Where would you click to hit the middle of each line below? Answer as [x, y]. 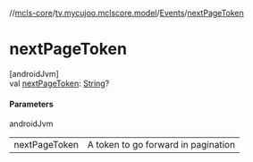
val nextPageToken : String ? [59, 83]
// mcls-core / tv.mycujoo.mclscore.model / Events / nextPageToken [126, 13]
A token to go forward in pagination [161, 145]
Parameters [31, 104]
